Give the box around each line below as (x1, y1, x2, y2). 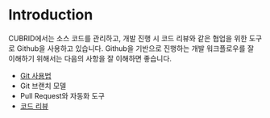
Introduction (8, 6, 93, 24)
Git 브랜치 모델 (19, 81, 67, 91)
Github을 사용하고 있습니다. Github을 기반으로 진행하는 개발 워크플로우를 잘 (16, 43, 255, 53)
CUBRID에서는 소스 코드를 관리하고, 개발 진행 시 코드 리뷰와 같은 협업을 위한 (8, 33, 247, 43)
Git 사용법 (19, 70, 52, 80)
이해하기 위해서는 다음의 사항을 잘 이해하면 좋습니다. (8, 53, 172, 63)
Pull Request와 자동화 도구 (19, 91, 105, 100)
